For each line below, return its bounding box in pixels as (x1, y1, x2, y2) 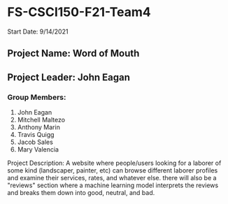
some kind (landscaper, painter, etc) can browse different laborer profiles (7, 166, 218, 175)
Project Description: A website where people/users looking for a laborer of (7, 159, 222, 168)
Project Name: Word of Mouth (7, 48, 140, 59)
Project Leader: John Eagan (7, 71, 131, 83)
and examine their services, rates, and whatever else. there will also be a (7, 174, 217, 182)
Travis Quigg (17, 131, 55, 139)
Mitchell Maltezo (17, 116, 65, 124)
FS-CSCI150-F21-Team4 (7, 4, 152, 20)
